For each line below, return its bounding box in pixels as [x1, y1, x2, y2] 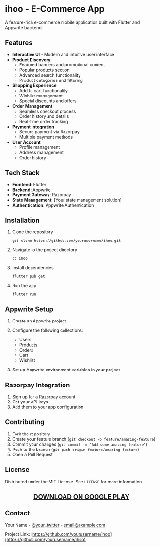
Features [5, 39, 32, 47]
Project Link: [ [5, 531, 33, 537]
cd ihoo [12, 256, 28, 261]
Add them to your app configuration [12, 404, 84, 410]
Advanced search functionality [19, 72, 81, 78]
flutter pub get [12, 274, 45, 279]
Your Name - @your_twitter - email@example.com [5, 522, 106, 528]
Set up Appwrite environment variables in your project [12, 367, 120, 373]
